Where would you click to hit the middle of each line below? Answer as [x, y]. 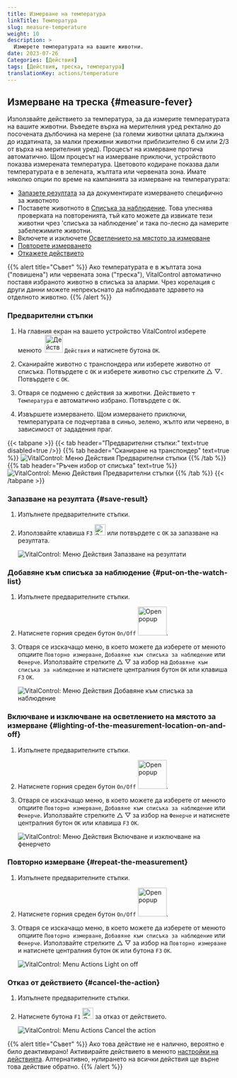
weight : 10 [23, 34]
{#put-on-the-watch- [190, 572]
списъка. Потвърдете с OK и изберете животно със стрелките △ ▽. [120, 371]
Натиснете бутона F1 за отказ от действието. [92, 1017]
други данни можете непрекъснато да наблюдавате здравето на [105, 290]
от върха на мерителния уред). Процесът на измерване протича [105, 149]
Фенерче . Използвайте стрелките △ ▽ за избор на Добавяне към [112, 662]
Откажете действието [51, 253]
